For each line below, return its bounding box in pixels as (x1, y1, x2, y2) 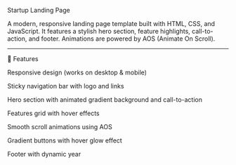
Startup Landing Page (7, 6, 70, 14)
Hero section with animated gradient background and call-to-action (7, 95, 202, 104)
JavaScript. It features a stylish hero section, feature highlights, (7, 27, 191, 35)
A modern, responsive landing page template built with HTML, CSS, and (7, 20, 216, 27)
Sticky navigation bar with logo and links (7, 82, 124, 90)
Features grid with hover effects (7, 109, 100, 117)
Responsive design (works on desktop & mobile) (7, 68, 147, 77)
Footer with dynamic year (7, 150, 81, 158)
